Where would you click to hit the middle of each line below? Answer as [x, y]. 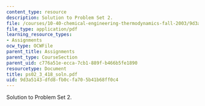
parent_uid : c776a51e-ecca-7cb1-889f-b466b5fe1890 [72, 63]
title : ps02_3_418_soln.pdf [42, 74]
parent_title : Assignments [41, 52]
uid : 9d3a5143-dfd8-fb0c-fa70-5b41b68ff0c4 [63, 80]
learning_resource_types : [39, 35]
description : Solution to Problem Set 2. [60, 18]
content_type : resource [37, 12]
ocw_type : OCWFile [30, 46]
